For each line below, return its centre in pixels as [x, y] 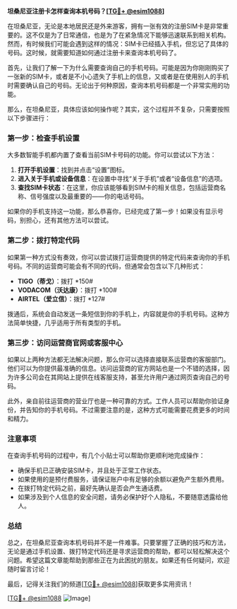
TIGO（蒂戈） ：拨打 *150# [55, 281]
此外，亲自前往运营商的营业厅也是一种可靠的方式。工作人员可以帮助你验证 [115, 401]
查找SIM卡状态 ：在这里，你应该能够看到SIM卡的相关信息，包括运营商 [119, 187]
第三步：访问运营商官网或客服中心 [65, 342]
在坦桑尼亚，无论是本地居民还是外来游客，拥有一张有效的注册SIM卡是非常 [115, 26]
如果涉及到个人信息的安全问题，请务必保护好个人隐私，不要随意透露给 [120, 497]
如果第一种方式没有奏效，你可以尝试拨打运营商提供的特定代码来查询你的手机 [119, 257]
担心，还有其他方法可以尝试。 [69, 220]
